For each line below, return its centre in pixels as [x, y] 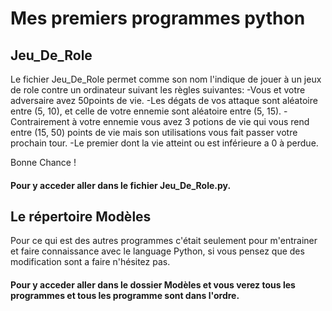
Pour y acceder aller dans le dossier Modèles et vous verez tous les [153, 285]
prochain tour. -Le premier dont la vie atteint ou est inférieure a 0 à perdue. [164, 143]
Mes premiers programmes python [158, 18]
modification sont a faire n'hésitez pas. [90, 262]
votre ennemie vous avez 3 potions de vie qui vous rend [194, 121]
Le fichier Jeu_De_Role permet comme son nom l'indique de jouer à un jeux [166, 79]
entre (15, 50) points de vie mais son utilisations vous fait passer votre [154, 132]
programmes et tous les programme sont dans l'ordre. [125, 295]
